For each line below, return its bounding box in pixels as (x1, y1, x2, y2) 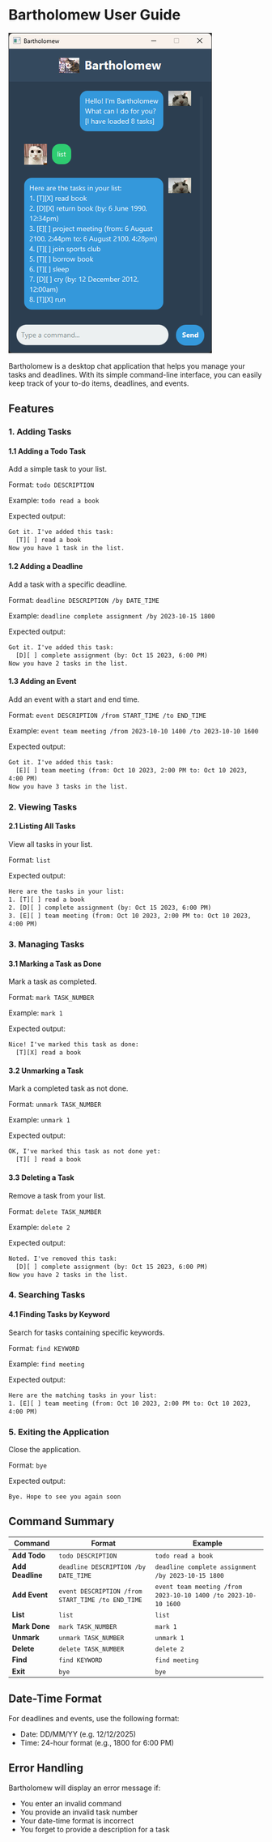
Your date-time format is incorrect (19, 1815, 134, 1825)
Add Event (11, 1590, 49, 1600)
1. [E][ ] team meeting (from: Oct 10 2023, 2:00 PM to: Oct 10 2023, (8, 1400, 252, 1408)
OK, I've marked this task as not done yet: (8, 1148, 161, 1156)
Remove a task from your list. (8, 1190, 106, 1200)
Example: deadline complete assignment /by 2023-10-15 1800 (8, 610, 215, 621)
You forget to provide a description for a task (19, 1824, 170, 1834)
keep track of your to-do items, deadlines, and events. (8, 378, 189, 388)
